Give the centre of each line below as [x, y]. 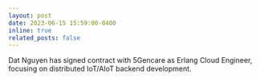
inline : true [30, 30]
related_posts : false [45, 38]
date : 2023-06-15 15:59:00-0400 [62, 23]
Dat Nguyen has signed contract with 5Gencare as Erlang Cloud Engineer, [130, 60]
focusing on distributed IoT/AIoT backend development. [100, 69]
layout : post [30, 15]
